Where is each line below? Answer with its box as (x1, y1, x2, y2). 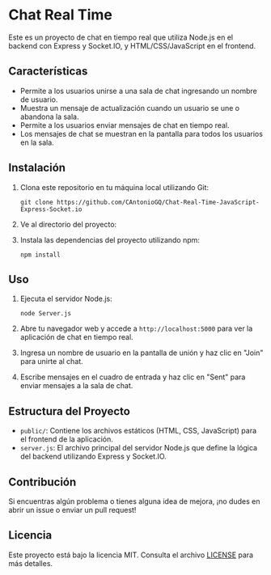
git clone (19, 198, 54, 206)
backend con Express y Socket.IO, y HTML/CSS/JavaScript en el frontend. (8, 40, 256, 50)
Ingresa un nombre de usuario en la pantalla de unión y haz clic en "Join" (19, 348, 264, 357)
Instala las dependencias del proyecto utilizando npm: (19, 235, 201, 244)
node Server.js (19, 310, 72, 318)
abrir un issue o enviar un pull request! (8, 505, 137, 514)
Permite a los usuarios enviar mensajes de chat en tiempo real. (19, 120, 230, 130)
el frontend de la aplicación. (19, 434, 113, 444)
